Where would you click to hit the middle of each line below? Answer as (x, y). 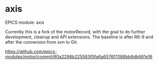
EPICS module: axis (25, 22)
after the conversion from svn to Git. (42, 42)
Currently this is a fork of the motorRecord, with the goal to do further (75, 32)
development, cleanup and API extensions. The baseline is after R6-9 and (79, 37)
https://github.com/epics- (31, 51)
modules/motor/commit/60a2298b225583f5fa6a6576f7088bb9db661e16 (79, 56)
